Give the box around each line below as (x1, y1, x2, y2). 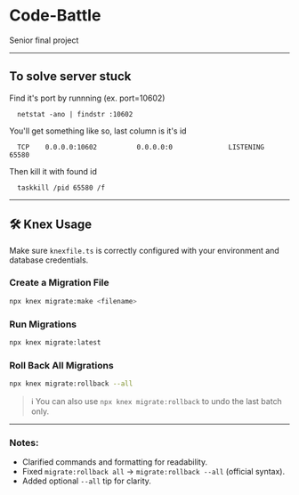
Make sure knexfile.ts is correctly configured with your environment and (9, 245, 280, 256)
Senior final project (9, 35, 79, 45)
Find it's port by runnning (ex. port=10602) (9, 93, 166, 103)
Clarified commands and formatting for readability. (21, 457, 207, 467)
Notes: (9, 437, 39, 449)
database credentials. (9, 255, 89, 265)
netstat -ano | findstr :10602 (17, 110, 133, 118)
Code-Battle (9, 5, 101, 26)
